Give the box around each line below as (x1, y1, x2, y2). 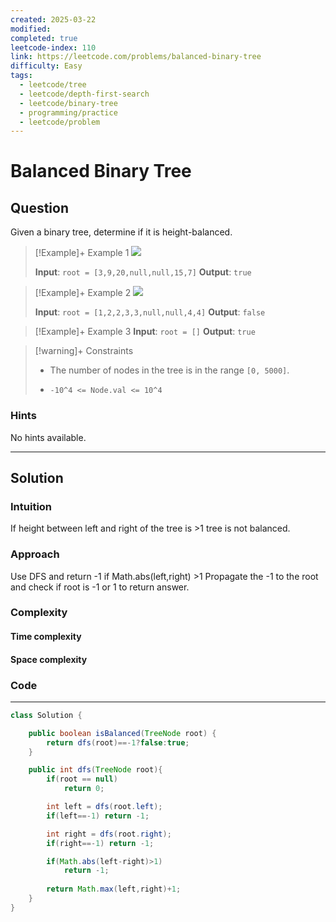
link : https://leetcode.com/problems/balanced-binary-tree (10, 52, 262, 62)
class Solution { (10, 710, 83, 720)
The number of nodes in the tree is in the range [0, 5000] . (49, 364, 290, 376)
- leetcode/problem (19, 117, 101, 127)
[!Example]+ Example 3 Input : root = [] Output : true (34, 326, 256, 338)
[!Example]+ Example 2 (34, 287, 132, 299)
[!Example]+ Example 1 (34, 247, 130, 259)
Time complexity (10, 631, 82, 643)
